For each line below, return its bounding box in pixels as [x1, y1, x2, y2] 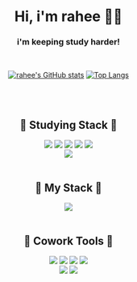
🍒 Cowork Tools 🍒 [23, 234, 114, 248]
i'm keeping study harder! [16, 36, 121, 48]
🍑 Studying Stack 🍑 [19, 117, 118, 132]
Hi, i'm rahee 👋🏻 [14, 7, 123, 26]
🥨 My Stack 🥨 [35, 181, 102, 194]
